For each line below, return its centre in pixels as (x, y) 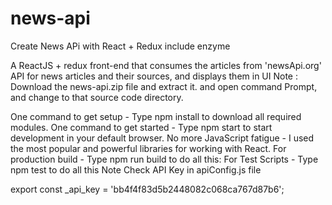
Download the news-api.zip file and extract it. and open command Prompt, (164, 86)
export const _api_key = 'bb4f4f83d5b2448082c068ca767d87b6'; (147, 189)
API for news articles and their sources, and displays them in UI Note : (154, 76)
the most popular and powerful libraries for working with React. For (148, 148)
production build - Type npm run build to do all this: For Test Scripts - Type (164, 159)
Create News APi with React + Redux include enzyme (120, 46)
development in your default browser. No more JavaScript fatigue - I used (162, 138)
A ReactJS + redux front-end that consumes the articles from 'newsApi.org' (166, 65)
